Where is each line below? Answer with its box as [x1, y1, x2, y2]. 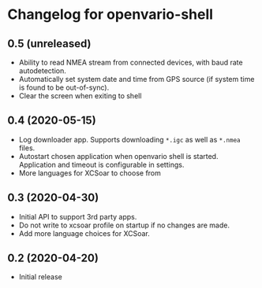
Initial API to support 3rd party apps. [18, 212, 137, 221]
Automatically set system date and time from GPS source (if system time [18, 75, 255, 83]
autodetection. [18, 66, 66, 76]
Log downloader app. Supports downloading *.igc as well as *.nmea [18, 135, 241, 144]
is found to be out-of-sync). [18, 83, 110, 92]
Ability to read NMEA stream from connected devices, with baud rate [18, 57, 243, 67]
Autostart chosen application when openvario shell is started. [18, 151, 219, 161]
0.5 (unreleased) [7, 37, 92, 50]
